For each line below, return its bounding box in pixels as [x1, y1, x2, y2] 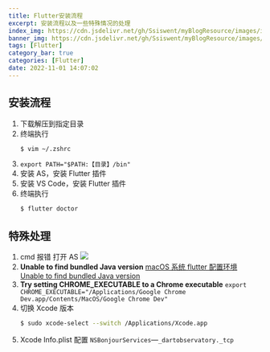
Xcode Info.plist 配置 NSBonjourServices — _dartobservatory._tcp [19, 335, 235, 344]
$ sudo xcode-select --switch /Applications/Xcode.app [19, 319, 208, 328]
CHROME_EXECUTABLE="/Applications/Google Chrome [19, 289, 186, 297]
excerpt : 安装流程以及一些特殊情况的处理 [8, 19, 131, 27]
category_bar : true [8, 49, 74, 57]
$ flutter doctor [19, 205, 79, 213]
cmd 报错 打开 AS [19, 252, 79, 262]
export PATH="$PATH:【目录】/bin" [19, 161, 131, 169]
